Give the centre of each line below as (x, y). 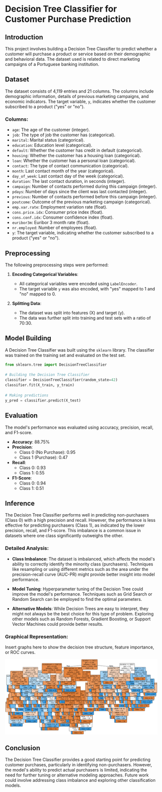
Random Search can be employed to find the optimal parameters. (77, 599)
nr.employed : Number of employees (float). (55, 228)
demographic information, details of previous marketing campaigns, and (77, 96)
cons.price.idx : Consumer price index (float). (58, 212)
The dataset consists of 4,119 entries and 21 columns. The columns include (79, 91)
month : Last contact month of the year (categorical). (63, 171)
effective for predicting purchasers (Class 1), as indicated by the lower (75, 525)
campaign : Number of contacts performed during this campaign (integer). (84, 186)
